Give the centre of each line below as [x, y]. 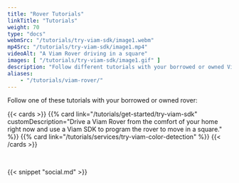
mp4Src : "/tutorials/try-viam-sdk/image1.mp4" [78, 47]
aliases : [20, 73]
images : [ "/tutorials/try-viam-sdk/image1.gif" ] [84, 61]
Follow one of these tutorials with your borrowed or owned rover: [102, 100]
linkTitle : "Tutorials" [43, 21]
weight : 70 [23, 27]
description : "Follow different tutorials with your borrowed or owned [116, 67]
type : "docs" [27, 34]
